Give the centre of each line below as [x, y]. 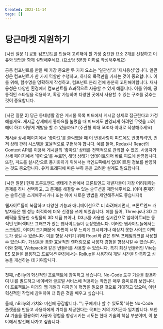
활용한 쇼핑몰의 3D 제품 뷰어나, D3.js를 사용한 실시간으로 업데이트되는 [84, 218]
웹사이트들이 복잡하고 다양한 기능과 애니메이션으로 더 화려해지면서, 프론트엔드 [78, 206]
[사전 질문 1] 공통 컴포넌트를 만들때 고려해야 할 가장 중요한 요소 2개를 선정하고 [78, 54]
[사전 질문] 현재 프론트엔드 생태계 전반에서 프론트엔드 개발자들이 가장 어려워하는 [81, 183]
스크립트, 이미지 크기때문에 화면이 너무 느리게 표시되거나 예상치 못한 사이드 [76, 230]
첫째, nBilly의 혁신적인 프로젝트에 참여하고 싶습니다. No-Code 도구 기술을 [74, 275]
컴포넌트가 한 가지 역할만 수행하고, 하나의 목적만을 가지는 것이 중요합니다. [83, 76]
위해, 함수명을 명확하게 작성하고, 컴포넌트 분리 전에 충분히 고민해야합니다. [79, 82]
